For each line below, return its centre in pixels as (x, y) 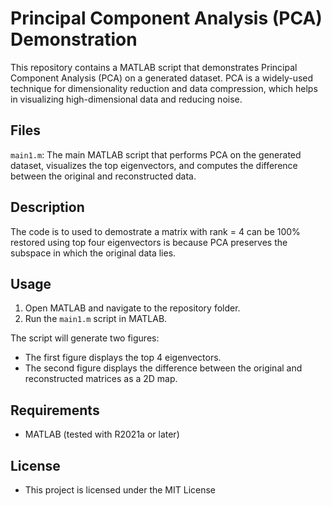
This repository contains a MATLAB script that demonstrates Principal (154, 67)
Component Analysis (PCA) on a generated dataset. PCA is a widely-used (162, 78)
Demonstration (74, 39)
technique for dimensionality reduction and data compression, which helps (164, 88)
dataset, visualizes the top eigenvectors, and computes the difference (154, 165)
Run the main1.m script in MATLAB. (96, 319)
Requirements (55, 410)
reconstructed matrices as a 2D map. (101, 379)
